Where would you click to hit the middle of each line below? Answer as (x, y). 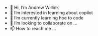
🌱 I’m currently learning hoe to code (47, 18)
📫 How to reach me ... (33, 28)
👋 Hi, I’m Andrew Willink (34, 8)
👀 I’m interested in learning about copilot (51, 13)
